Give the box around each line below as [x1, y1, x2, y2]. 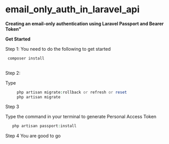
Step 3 [5, 104, 19, 110]
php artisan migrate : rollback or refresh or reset [16, 90, 127, 95]
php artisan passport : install [12, 124, 77, 129]
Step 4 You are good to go [5, 133, 61, 139]
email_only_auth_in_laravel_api [5, 4, 140, 15]
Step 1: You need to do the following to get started [5, 46, 111, 52]
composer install [7, 55, 45, 61]
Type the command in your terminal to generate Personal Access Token [5, 114, 157, 120]
